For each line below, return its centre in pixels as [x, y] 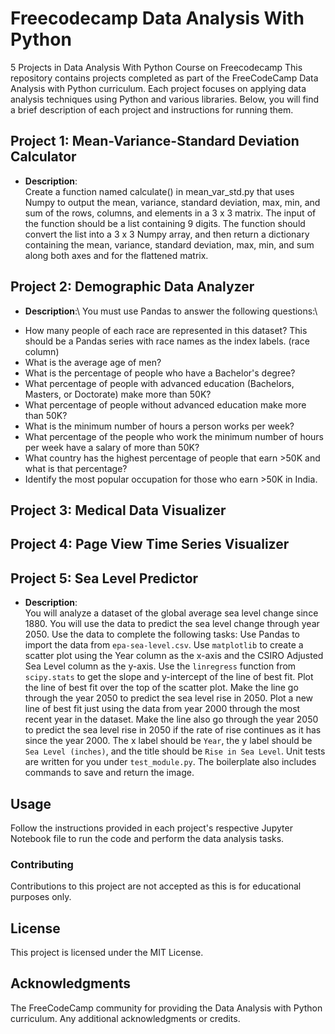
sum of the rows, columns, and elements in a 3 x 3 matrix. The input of [170, 213]
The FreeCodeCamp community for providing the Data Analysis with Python [166, 1008]
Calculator [43, 157]
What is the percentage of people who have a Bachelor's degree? [160, 373]
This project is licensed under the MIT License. [107, 953]
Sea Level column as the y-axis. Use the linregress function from [160, 666]
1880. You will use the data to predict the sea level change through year [172, 624]
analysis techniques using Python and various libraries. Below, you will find [164, 99]
